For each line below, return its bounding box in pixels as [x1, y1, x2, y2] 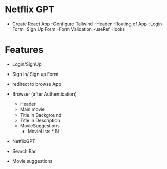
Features [5, 44, 44, 56]
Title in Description [20, 117, 60, 123]
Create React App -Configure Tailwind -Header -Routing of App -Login [12, 21, 162, 27]
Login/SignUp [12, 61, 42, 67]
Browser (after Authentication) [12, 91, 77, 97]
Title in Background [20, 111, 62, 118]
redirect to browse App [12, 81, 61, 87]
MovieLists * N [27, 128, 59, 134]
